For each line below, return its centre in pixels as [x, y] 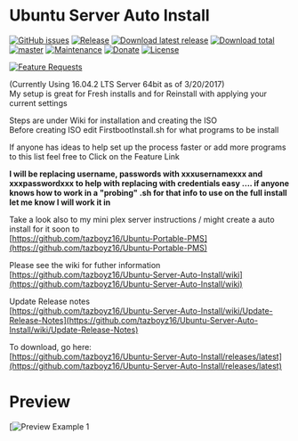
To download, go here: [50, 347]
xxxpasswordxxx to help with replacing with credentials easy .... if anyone [149, 183]
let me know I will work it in [60, 202]
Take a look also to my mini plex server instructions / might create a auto [142, 219]
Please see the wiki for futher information [85, 265]
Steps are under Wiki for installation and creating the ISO [113, 120]
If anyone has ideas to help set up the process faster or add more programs [148, 147]
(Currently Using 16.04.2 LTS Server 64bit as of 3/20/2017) [117, 84]
